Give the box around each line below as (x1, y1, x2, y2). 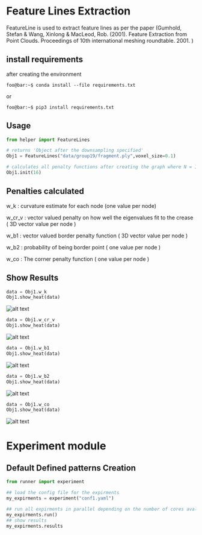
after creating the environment (6, 70, 82, 78)
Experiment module (6, 439, 106, 452)
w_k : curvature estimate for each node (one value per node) (6, 202, 157, 209)
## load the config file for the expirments (6, 490, 120, 496)
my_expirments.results (6, 523, 63, 529)
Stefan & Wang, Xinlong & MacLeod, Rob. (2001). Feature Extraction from (6, 30, 188, 37)
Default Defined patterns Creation (6, 463, 136, 473)
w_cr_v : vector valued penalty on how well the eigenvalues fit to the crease (6, 214, 194, 221)
